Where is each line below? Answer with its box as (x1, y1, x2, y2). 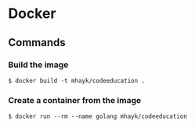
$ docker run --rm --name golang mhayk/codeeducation (8, 112, 188, 121)
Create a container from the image (8, 94, 142, 105)
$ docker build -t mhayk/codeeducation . (8, 76, 146, 84)
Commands (8, 36, 67, 49)
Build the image (8, 59, 69, 70)
